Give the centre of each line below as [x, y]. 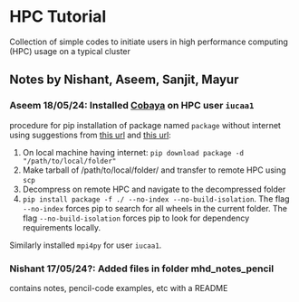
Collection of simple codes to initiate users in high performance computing [149, 42]
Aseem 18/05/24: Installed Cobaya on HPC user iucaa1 [132, 106]
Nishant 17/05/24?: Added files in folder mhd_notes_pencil [142, 269]
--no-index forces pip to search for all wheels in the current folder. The [155, 208]
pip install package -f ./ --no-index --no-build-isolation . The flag [156, 198]
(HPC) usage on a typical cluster [70, 51]
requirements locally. [62, 227]
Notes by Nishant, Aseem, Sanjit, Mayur [124, 80]
